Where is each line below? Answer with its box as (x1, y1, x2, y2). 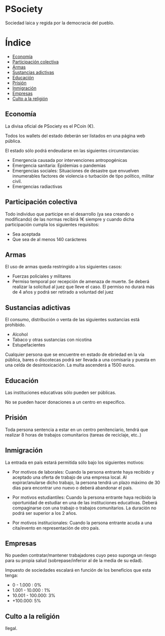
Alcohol (12, 332, 28, 338)
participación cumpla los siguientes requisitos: (5, 221, 99, 227)
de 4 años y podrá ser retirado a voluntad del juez (12, 289, 114, 295)
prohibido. (5, 322, 26, 328)
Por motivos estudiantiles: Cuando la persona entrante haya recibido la (12, 494, 156, 500)
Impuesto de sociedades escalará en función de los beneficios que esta (5, 567, 151, 573)
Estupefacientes (12, 342, 45, 348)
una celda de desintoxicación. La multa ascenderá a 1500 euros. (5, 362, 135, 368)
